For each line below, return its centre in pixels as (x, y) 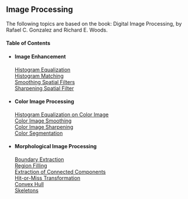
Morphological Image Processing (55, 146)
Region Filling (31, 166)
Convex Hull (29, 184)
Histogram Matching (39, 76)
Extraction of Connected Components (60, 172)
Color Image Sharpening (44, 127)
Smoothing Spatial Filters (45, 82)
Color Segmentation (39, 133)
